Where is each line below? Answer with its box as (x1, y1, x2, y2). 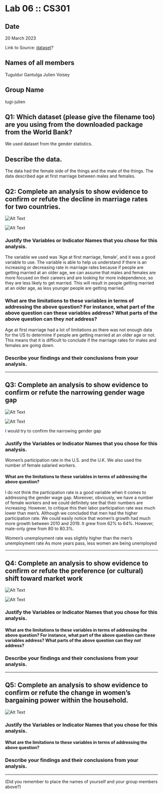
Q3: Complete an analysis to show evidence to (5, 381, 148, 389)
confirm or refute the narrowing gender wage (5, 388, 145, 397)
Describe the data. (5, 155, 62, 163)
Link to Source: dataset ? (5, 45, 54, 50)
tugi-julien (5, 98, 26, 105)
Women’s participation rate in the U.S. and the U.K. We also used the (5, 457, 142, 463)
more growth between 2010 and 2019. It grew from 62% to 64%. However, (5, 521, 154, 527)
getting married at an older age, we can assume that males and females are (5, 270, 156, 276)
